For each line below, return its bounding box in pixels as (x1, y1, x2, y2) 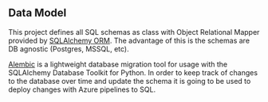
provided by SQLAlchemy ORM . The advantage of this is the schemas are (8, 36, 250, 45)
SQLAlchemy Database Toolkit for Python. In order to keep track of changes (8, 67, 258, 77)
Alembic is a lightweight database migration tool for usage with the (8, 59, 228, 69)
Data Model (8, 6, 67, 20)
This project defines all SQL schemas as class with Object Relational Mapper (8, 27, 260, 36)
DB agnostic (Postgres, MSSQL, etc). (8, 43, 129, 54)
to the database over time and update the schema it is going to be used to (8, 76, 251, 85)
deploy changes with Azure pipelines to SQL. (8, 85, 156, 94)
